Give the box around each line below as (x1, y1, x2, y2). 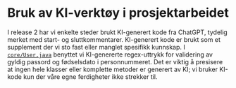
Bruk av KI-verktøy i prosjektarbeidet (7, 5, 229, 21)
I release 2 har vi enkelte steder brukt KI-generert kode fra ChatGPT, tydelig (7, 28, 228, 36)
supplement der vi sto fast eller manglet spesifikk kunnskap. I (7, 43, 185, 51)
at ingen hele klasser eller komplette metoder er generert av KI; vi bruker (7, 65, 218, 73)
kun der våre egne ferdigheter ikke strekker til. (23, 72, 158, 81)
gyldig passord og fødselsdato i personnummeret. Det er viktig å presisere (7, 57, 223, 66)
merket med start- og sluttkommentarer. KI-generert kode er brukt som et (7, 35, 221, 43)
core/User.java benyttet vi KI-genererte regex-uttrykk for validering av (7, 50, 213, 59)
